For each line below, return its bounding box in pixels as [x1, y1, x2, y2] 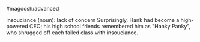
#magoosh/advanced [6, 5, 59, 12]
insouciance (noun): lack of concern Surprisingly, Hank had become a [6, 17, 180, 23]
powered [6, 23, 28, 30]
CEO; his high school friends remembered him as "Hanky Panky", [29, 23, 191, 30]
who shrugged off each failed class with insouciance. [6, 29, 138, 36]
